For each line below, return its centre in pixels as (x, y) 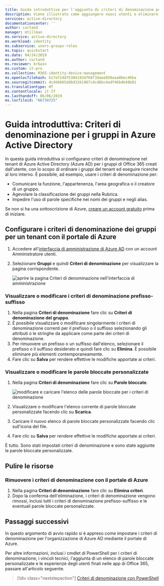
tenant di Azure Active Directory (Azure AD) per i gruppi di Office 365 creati (81, 164)
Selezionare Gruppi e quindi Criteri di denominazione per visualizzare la (85, 263)
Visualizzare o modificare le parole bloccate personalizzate (77, 372)
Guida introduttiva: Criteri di (63, 125)
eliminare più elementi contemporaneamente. (58, 354)
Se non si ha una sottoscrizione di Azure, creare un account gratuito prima (80, 209)
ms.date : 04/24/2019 (26, 55)
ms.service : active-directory (36, 37)
